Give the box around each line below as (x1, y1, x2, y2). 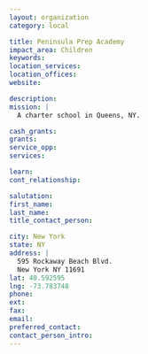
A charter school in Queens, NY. (17, 111, 141, 119)
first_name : (9, 200, 53, 209)
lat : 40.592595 (9, 273, 66, 282)
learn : (9, 167, 34, 176)
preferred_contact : (9, 322, 82, 332)
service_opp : (9, 143, 58, 152)
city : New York (9, 232, 66, 242)
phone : (9, 289, 34, 299)
